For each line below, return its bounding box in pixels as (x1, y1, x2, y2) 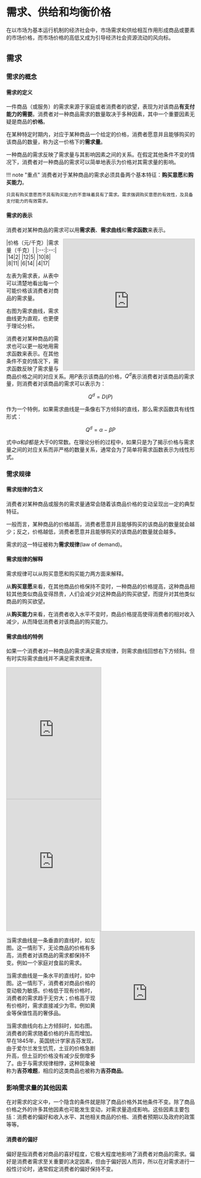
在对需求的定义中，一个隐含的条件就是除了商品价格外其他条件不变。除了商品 (6, 1098, 195, 1105)
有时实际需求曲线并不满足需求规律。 (6, 655, 96, 662)
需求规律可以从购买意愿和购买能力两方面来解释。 (6, 570, 127, 577)
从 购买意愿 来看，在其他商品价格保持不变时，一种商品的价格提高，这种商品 (6, 582, 190, 590)
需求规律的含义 (6, 486, 43, 493)
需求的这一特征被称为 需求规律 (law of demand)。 (6, 540, 126, 548)
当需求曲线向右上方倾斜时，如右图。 (6, 1022, 96, 1029)
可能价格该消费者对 (6, 287, 54, 294)
